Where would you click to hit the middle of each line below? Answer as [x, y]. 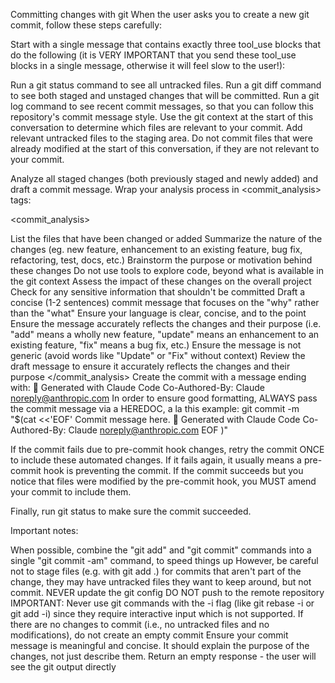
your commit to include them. [71, 492]
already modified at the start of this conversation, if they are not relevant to [165, 148]
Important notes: [44, 530]
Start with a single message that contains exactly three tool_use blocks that [166, 44]
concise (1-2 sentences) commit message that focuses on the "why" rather [165, 302]
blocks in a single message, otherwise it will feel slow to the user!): [148, 65]
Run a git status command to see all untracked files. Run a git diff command [166, 85]
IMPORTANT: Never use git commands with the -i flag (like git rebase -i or [162, 603]
